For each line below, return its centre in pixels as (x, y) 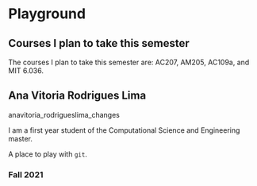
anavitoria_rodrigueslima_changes (64, 114)
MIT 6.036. (26, 71)
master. (21, 138)
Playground (47, 14)
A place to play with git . (48, 154)
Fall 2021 (26, 174)
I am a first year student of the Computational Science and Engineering (124, 130)
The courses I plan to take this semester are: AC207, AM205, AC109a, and (129, 62)
